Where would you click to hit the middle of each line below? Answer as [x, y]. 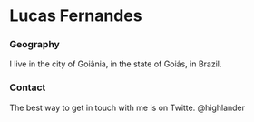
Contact [28, 87]
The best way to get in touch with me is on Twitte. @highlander [127, 107]
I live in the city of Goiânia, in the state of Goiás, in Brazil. [116, 64]
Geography [35, 45]
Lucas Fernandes [76, 16]
